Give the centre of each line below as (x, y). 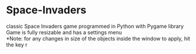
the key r (17, 45)
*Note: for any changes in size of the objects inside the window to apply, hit (98, 38)
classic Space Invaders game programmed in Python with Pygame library (95, 26)
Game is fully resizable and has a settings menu (64, 32)
